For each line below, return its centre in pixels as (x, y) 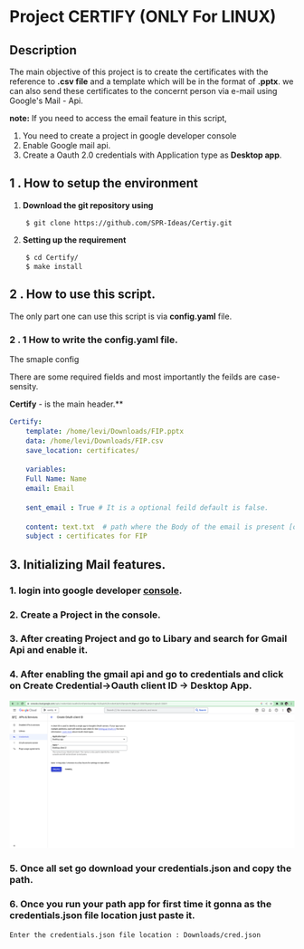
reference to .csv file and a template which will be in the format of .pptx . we (152, 81)
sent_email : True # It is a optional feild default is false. (147, 508)
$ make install (54, 266)
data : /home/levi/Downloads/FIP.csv (95, 441)
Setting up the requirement (74, 240)
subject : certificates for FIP (86, 536)
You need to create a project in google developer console (129, 136)
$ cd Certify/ (52, 257)
